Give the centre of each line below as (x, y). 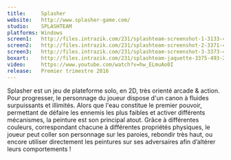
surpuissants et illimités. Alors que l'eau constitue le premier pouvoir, (105, 105)
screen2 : (20, 45)
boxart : (18, 58)
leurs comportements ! (39, 149)
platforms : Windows (35, 33)
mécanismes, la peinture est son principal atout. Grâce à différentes (103, 119)
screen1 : (20, 39)
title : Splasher (37, 13)
